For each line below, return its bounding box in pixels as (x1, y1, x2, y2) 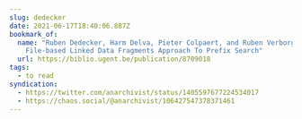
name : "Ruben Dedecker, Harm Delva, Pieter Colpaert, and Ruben (17, 38, 263, 47)
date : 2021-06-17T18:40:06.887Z (9, 21, 130, 30)
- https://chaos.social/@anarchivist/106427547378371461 (17, 96, 235, 106)
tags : (9, 64, 30, 72)
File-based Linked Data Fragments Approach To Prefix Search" (25, 47, 263, 55)
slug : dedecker (9, 13, 67, 22)
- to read (17, 72, 54, 81)
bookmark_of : (9, 30, 58, 38)
